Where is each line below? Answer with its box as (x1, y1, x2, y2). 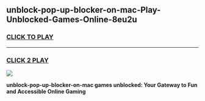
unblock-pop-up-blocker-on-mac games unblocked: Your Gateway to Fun (6, 81, 198, 88)
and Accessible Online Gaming (6, 88, 86, 95)
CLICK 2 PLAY (6, 56, 49, 64)
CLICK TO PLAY (6, 33, 54, 42)
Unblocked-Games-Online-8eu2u (6, 15, 137, 25)
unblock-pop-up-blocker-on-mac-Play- (6, 5, 161, 15)
